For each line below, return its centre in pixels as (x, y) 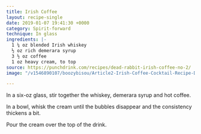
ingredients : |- (26, 39)
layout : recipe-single (34, 17)
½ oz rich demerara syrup (44, 51)
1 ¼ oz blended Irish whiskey (49, 45)
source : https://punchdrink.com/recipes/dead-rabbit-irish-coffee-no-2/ (99, 67)
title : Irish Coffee (32, 12)
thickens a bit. (23, 113)
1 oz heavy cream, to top (44, 62)
